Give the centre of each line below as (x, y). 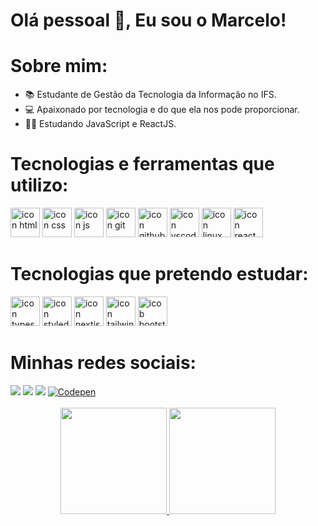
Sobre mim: (59, 66)
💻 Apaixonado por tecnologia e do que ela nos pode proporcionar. (162, 110)
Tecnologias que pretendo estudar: (159, 274)
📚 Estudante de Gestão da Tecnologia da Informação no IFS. (150, 95)
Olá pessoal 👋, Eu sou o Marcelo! (148, 20)
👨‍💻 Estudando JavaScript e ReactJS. (100, 124)
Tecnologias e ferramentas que (142, 164)
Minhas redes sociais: (103, 363)
